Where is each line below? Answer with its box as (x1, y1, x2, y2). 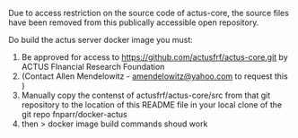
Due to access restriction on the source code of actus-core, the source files (8, 8, 289, 18)
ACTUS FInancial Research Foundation (21, 62, 165, 72)
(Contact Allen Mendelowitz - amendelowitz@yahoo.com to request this (21, 71, 288, 82)
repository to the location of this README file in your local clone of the (21, 99, 283, 110)
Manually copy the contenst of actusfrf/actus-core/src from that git (21, 90, 271, 100)
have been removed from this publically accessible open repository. (8, 17, 259, 28)
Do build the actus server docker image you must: (8, 35, 194, 45)
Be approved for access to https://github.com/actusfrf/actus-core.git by (21, 52, 288, 62)
